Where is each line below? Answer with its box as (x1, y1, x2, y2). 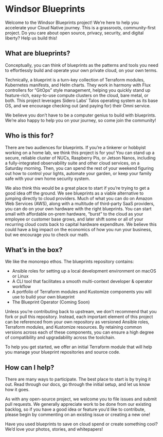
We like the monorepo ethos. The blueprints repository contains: (5, 258, 134, 264)
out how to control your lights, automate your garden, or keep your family (5, 170, 152, 176)
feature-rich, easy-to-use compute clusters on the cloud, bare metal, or (5, 92, 148, 98)
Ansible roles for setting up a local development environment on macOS (12, 268, 157, 274)
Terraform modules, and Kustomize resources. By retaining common (5, 324, 142, 330)
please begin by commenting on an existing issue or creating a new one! (5, 412, 150, 417)
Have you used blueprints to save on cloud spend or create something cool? (5, 421, 158, 427)
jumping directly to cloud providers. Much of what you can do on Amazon (5, 195, 153, 201)
